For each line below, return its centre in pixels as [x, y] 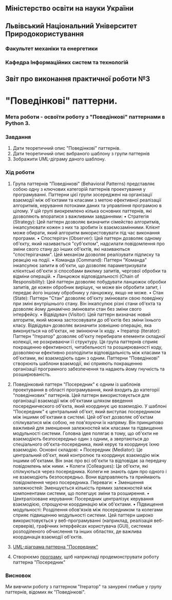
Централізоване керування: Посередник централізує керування [83, 498]
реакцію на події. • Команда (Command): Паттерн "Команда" [80, 260]
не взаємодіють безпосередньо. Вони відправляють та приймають [87, 477]
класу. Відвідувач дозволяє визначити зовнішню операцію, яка [82, 325]
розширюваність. [32, 374]
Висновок [18, 575]
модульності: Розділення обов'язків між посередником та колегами [88, 509]
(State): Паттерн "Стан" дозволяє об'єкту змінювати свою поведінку [88, 298]
